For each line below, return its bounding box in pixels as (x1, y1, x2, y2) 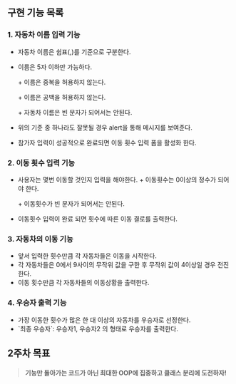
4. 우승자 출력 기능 (7, 298, 67, 308)
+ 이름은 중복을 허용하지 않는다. (17, 78, 106, 86)
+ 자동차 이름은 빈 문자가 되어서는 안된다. (17, 108, 133, 116)
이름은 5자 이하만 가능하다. (17, 63, 93, 71)
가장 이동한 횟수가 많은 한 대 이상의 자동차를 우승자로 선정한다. (17, 316, 191, 324)
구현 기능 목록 (7, 6, 64, 19)
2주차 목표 (7, 347, 51, 359)
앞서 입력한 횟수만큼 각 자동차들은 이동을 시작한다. (17, 251, 157, 260)
